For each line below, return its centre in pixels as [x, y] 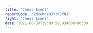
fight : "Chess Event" [27, 18]
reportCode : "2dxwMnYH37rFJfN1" [38, 14]
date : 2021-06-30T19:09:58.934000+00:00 [47, 23]
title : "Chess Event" [27, 9]
